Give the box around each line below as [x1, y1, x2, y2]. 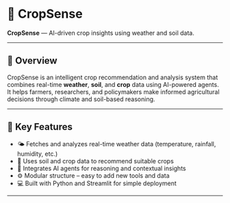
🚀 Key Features [7, 121, 73, 133]
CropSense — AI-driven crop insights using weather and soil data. [7, 29, 195, 37]
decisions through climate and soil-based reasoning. [7, 95, 155, 103]
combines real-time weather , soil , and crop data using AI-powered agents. [7, 80, 219, 88]
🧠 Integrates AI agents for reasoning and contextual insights [16, 164, 186, 172]
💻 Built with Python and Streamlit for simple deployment [16, 179, 177, 187]
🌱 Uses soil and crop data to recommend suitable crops [16, 157, 175, 165]
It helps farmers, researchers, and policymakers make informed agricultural [7, 87, 220, 96]
